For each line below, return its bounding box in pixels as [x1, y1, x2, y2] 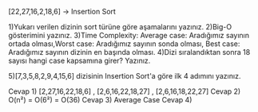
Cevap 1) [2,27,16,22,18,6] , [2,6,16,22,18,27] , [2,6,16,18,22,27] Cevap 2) [8, 87, 241, 96]
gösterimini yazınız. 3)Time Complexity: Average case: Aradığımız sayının [8, 31, 250, 40]
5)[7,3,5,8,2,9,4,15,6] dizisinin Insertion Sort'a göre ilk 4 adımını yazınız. [8, 71, 241, 80]
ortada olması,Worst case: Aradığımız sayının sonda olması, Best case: [8, 39, 240, 48]
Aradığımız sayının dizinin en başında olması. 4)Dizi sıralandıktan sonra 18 [8, 48, 251, 56]
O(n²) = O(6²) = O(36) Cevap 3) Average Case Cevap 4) [8, 95, 193, 104]
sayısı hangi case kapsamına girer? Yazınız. [8, 56, 151, 65]
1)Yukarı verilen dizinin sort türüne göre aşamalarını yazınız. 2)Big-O [8, 22, 232, 31]
